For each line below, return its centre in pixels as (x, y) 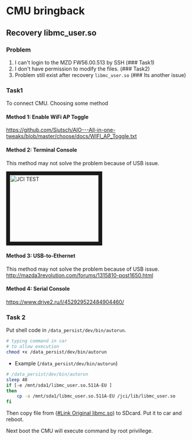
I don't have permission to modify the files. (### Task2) (82, 69)
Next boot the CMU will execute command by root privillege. (79, 431)
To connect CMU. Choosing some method (57, 103)
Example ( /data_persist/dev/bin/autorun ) (66, 363)
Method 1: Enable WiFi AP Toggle (47, 117)
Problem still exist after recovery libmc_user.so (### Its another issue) (100, 75)
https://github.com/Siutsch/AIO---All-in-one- (61, 130)
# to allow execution (33, 347)
